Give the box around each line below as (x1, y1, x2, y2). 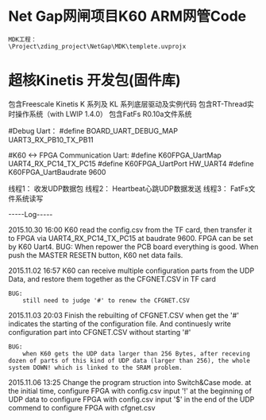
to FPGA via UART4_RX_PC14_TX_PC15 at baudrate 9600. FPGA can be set (8, 233, 254, 243)
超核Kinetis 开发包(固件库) (8, 72, 181, 90)
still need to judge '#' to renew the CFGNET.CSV (22, 296, 191, 305)
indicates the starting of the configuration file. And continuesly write (8, 319, 232, 329)
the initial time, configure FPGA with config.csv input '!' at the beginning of (8, 386, 253, 395)
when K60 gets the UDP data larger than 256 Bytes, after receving (22, 349, 250, 358)
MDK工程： (8, 35, 37, 44)
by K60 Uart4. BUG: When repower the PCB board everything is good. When (8, 242, 259, 251)
